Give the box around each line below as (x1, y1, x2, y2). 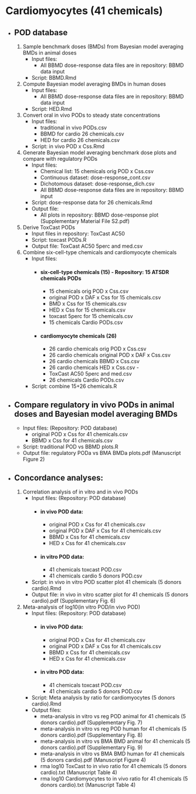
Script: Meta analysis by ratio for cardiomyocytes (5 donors (31, 694, 175, 701)
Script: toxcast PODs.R (31, 236, 87, 243)
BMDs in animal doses (22, 49, 77, 56)
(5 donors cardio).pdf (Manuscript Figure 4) (40, 756, 146, 763)
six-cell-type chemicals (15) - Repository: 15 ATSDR (40, 268, 170, 275)
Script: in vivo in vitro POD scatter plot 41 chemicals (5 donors (31, 579, 182, 586)
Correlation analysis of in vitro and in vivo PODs (22, 488, 138, 495)
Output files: (31, 706, 62, 714)
